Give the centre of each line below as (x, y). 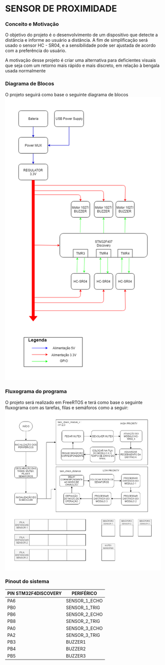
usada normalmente (25, 71)
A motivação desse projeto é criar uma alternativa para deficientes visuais (81, 60)
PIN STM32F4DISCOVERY (35, 594)
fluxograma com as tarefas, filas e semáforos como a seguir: (67, 408)
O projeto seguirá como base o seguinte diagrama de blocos (67, 94)
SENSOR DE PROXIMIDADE (61, 9)
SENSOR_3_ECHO (84, 628)
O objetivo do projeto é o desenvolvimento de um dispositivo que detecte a (82, 35)
